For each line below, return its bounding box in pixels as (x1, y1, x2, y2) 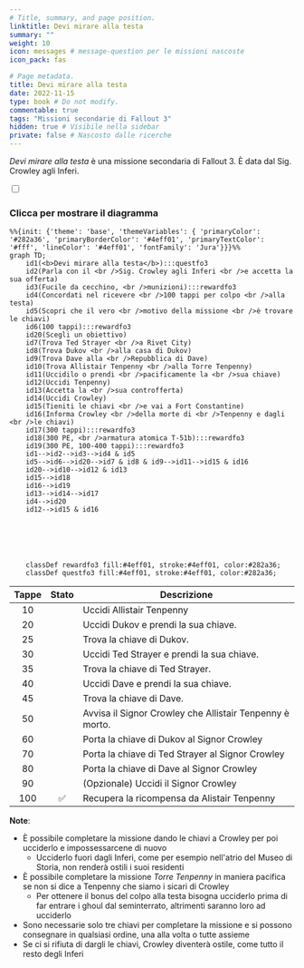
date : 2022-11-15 (9, 88, 75, 98)
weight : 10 (9, 38, 51, 48)
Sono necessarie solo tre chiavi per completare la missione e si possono (22, 920, 292, 931)
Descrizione (159, 589, 214, 601)
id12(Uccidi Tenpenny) (25, 378, 111, 387)
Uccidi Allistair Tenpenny (82, 604, 188, 617)
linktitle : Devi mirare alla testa (9, 22, 144, 31)
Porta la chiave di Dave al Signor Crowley (82, 763, 258, 776)
